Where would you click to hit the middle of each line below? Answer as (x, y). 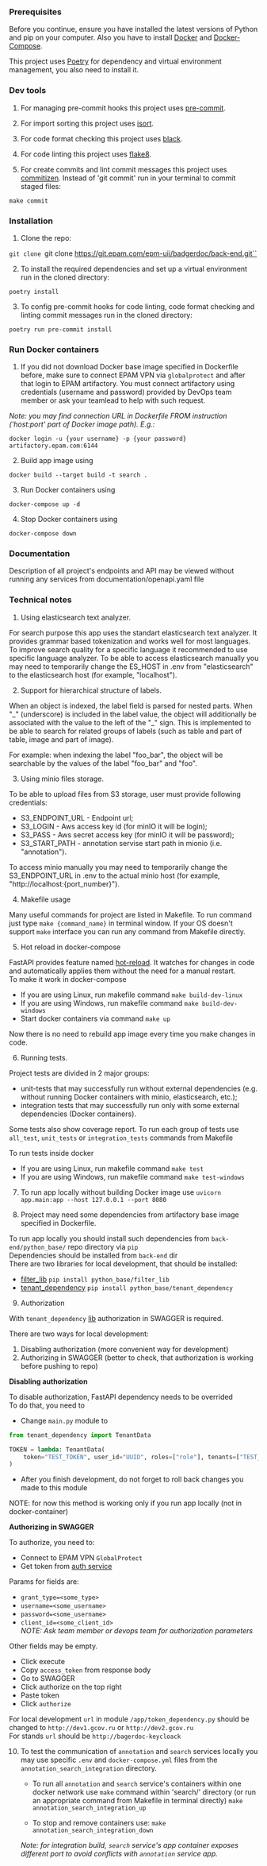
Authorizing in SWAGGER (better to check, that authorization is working (137, 1358)
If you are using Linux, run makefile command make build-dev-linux (132, 995)
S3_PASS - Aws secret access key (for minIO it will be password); (127, 834)
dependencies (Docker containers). (78, 1114)
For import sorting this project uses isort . (87, 123)
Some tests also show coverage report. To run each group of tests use (124, 1129)
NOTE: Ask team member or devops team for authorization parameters (137, 1631)
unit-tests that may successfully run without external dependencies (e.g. (139, 1088)
